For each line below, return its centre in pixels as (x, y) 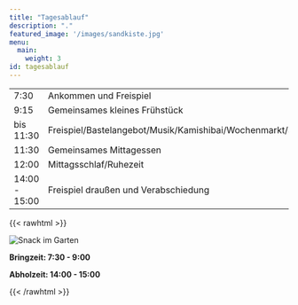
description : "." (41, 26)
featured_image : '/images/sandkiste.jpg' (87, 34)
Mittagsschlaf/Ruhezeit (96, 164)
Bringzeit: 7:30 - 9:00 (50, 257)
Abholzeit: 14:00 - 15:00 (55, 274)
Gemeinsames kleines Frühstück (115, 110)
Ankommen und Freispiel (99, 96)
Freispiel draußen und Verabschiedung (129, 190)
